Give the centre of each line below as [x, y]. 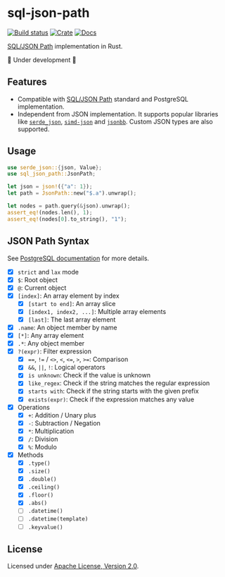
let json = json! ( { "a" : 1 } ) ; [50, 187]
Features [27, 82]
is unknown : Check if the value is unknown [89, 375]
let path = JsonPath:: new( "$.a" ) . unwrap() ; [72, 193]
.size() [39, 472]
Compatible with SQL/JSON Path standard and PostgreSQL [103, 99]
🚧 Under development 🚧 [42, 60]
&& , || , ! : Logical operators [66, 368]
